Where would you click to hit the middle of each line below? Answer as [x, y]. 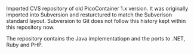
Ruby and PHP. [24, 45]
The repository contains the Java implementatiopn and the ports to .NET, [96, 38]
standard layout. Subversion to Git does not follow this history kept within [96, 21]
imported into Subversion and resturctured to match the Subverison [89, 15]
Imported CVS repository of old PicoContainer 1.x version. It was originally [97, 9]
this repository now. [30, 27]
